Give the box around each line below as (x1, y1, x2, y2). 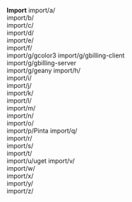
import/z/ (6, 187, 34, 195)
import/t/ (6, 149, 32, 157)
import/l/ (6, 96, 32, 105)
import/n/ (6, 111, 35, 120)
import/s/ (6, 142, 34, 150)
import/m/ (6, 104, 36, 112)
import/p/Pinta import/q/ (6, 127, 78, 135)
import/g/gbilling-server (6, 59, 77, 67)
